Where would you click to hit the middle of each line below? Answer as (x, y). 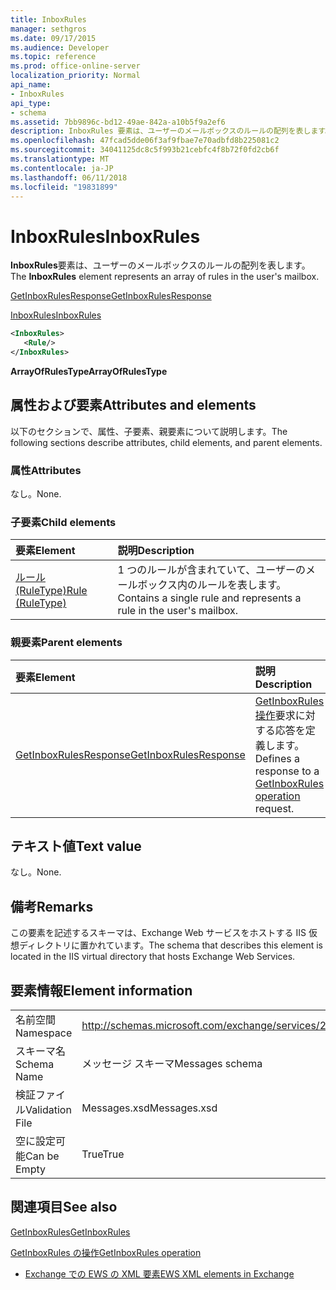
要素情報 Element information (101, 990)
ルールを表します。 (241, 585)
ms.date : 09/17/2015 (53, 38)
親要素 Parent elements (66, 643)
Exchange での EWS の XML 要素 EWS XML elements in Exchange (159, 1273)
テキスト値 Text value (76, 846)
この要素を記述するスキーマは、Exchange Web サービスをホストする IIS (158, 933)
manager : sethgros (48, 29)
